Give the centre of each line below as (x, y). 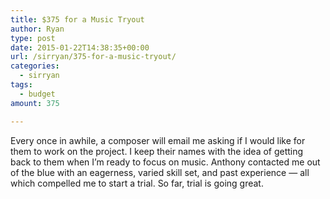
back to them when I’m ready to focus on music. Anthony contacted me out (165, 162)
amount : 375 (35, 103)
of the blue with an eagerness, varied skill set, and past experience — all (160, 172)
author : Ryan (37, 29)
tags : (21, 85)
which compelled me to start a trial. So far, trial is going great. (137, 183)
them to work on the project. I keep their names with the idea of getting (157, 151)
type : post (33, 38)
